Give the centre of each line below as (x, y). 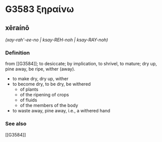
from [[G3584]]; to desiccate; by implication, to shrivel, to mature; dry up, (81, 64)
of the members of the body (49, 105)
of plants (29, 89)
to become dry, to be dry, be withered (52, 84)
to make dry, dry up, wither (40, 79)
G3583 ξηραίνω (40, 9)
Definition (18, 53)
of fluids (29, 100)
